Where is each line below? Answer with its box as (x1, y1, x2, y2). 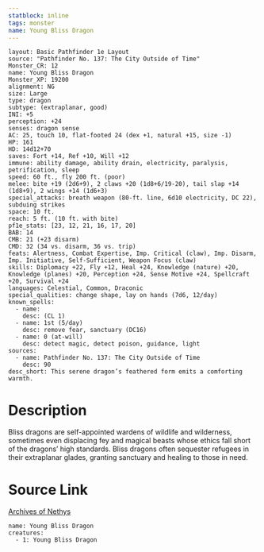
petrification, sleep (8, 166, 80, 175)
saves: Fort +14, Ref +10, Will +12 (8, 152, 129, 160)
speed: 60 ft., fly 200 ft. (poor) (8, 173, 126, 181)
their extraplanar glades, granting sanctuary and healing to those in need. (8, 453, 248, 462)
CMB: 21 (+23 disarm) (8, 236, 80, 244)
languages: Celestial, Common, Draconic (8, 284, 144, 292)
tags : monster (8, 19, 55, 27)
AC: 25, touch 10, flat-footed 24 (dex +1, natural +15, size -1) (8, 132, 232, 140)
